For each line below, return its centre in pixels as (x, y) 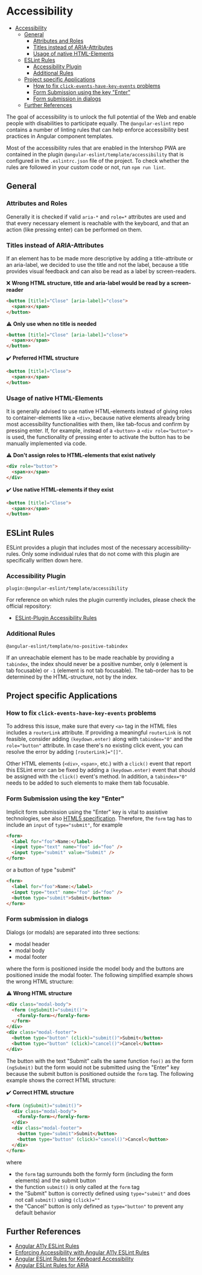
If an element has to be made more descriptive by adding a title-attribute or (100, 258)
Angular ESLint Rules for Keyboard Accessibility (74, 1259)
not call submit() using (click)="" (58, 1199)
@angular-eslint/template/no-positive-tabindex (67, 646)
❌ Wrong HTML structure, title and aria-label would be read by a (88, 283)
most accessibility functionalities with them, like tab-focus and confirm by (98, 424)
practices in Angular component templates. (60, 136)
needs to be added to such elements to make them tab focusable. (88, 783)
